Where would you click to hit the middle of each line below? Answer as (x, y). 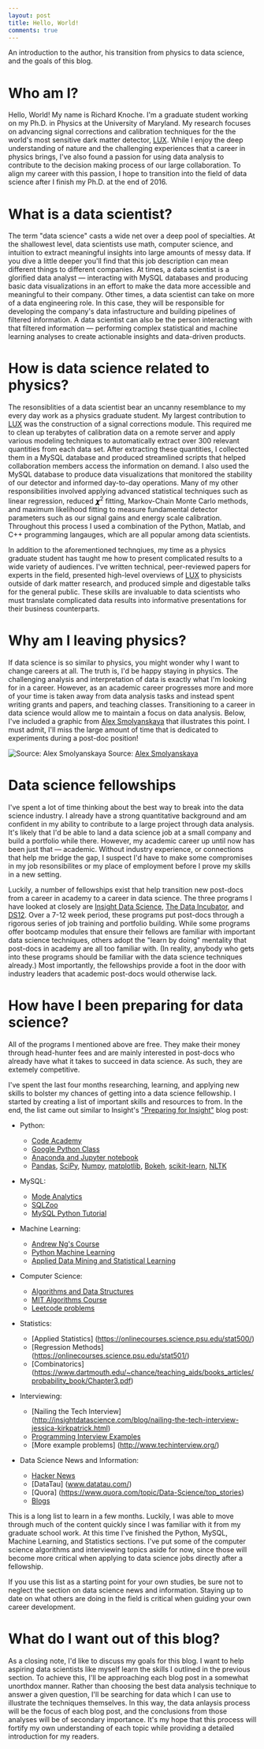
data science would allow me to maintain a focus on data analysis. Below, (127, 713)
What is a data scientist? (90, 214)
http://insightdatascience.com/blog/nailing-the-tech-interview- (136, 1419)
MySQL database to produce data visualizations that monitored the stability (130, 474)
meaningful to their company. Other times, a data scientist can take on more (131, 295)
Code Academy (57, 1140)
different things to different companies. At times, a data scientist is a (119, 270)
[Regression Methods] (67, 1347)
